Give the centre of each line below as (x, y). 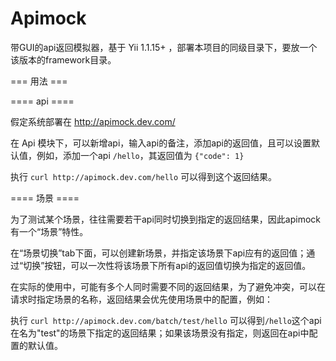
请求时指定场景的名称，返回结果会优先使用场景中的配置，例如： (141, 299)
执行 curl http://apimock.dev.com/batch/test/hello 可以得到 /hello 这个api (166, 320)
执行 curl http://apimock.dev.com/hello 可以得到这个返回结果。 (144, 176)
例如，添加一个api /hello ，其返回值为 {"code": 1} (140, 155)
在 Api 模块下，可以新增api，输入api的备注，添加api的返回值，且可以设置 (161, 143)
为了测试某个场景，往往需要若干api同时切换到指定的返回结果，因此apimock (165, 219)
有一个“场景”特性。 (49, 231)
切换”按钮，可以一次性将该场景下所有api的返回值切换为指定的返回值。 (167, 265)
